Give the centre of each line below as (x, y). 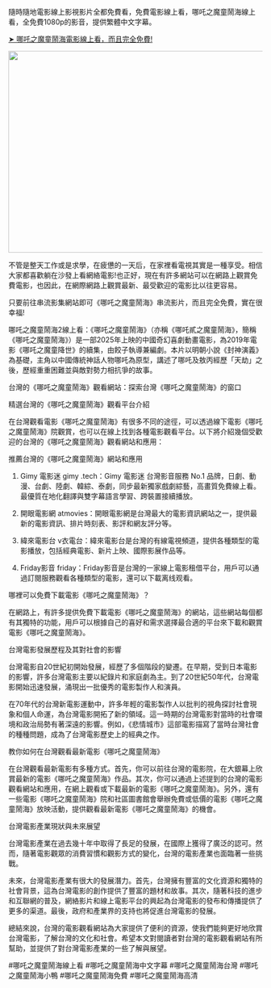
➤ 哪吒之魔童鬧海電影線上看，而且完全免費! (81, 39)
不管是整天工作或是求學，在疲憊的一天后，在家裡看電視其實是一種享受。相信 (135, 265)
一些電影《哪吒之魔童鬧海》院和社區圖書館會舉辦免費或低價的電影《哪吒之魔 (135, 799)
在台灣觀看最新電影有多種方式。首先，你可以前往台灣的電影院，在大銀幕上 (132, 768)
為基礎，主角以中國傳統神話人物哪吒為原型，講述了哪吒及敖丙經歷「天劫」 (132, 360)
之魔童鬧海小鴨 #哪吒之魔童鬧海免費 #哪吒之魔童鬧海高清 (103, 975)
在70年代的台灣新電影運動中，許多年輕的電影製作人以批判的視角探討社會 (129, 704)
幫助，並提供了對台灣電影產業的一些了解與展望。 (90, 948)
